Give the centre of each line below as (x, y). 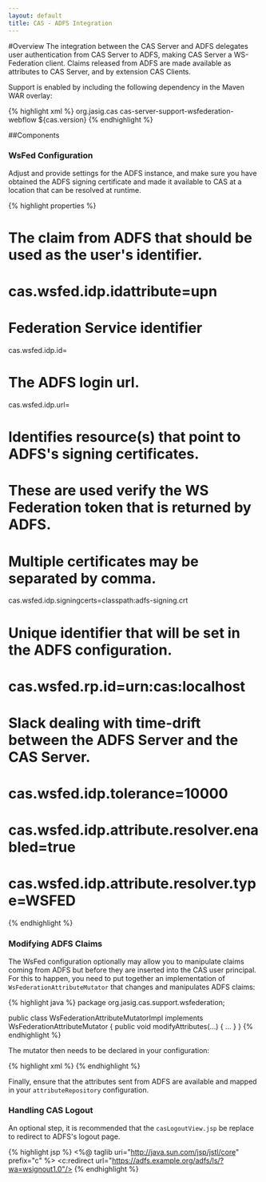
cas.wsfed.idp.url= (39, 405)
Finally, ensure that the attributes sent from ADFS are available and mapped (133, 1081)
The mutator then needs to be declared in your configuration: (109, 1050)
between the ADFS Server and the (123, 740)
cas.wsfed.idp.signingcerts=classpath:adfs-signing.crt (98, 600)
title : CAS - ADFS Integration (60, 23)
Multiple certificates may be (103, 561)
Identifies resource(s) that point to (125, 437)
